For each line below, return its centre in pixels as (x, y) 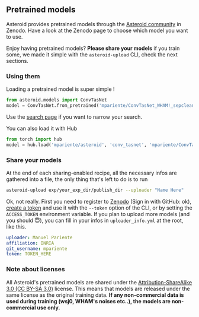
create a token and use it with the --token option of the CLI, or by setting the (99, 208)
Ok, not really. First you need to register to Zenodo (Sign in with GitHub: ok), (99, 201)
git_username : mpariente (37, 249)
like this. (16, 226)
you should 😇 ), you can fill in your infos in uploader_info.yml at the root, (95, 220)
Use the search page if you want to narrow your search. (74, 117)
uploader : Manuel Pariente (39, 237)
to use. (15, 37)
